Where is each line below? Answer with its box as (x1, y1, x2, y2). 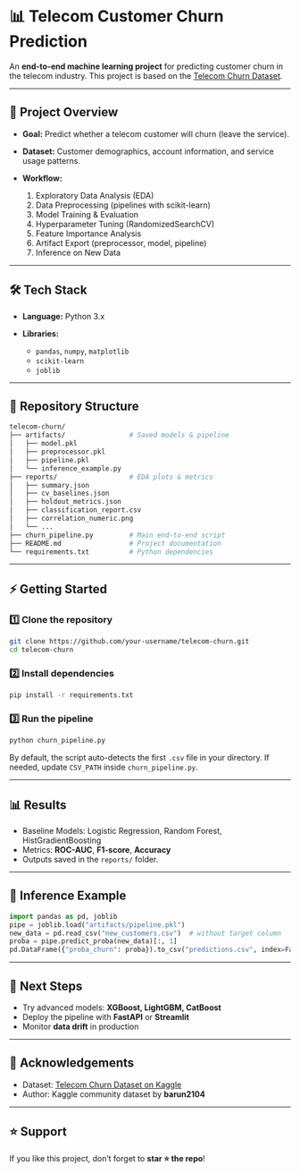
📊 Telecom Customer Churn (9, 6, 224, 27)
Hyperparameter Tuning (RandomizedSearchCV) (35, 218, 215, 229)
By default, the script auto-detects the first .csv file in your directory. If (9, 752, 270, 763)
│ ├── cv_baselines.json (9, 489, 110, 498)
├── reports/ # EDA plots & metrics (9, 472, 214, 481)
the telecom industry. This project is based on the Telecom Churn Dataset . (9, 70, 283, 81)
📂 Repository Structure (9, 398, 139, 413)
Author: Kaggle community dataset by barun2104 (21, 1088, 205, 1100)
